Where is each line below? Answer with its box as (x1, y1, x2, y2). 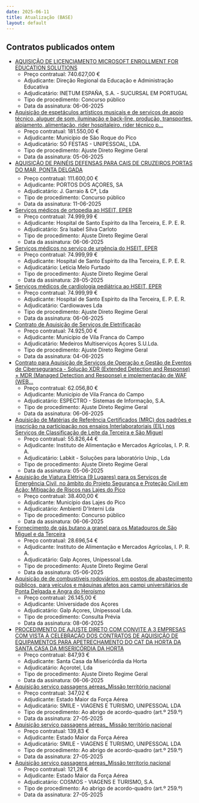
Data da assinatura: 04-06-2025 (23, 353, 104, 360)
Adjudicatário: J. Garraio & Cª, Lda (23, 188, 109, 195)
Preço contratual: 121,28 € (23, 766, 88, 773)
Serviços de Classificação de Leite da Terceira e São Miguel (14, 429, 163, 436)
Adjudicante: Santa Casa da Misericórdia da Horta (23, 658, 148, 665)
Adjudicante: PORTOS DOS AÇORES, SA (23, 181, 124, 188)
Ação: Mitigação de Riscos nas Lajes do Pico (14, 486, 125, 493)
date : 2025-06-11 (6, 8, 50, 15)
